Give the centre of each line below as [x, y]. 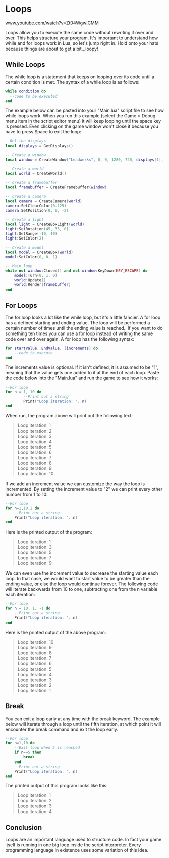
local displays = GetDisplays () [39, 146]
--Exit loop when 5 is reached [47, 748]
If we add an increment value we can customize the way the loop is [75, 484]
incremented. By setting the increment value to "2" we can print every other [84, 489]
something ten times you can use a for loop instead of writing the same [79, 333]
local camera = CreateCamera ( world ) [44, 201]
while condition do [26, 91]
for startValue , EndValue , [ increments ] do [52, 348]
